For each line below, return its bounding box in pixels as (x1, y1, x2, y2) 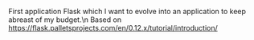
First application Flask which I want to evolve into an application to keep (8, 7, 247, 16)
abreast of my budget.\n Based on (8, 15, 122, 24)
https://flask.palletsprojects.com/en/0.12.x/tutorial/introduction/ (8, 24, 219, 32)
